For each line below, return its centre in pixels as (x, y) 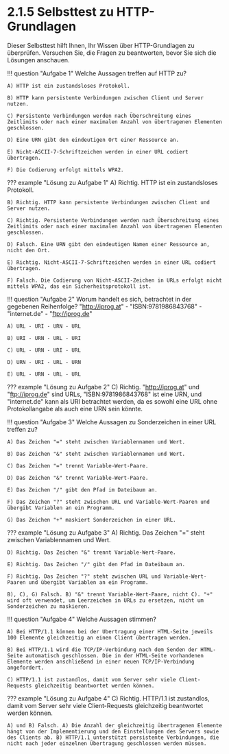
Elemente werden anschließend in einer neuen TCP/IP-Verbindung (101, 661)
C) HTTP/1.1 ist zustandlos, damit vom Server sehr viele (92, 679)
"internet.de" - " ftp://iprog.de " (50, 313)
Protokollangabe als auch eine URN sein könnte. (75, 409)
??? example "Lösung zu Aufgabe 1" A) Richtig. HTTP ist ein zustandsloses (112, 182)
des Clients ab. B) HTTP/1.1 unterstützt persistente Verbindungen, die (113, 738)
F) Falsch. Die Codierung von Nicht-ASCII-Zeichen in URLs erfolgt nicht (115, 280)
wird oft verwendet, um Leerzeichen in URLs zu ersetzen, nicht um (106, 600)
